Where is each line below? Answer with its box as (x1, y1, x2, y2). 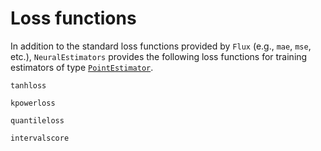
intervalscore (10, 133, 70, 143)
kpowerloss (10, 98, 56, 108)
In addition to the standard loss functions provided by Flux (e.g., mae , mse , (10, 40, 312, 52)
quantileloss (10, 115, 65, 126)
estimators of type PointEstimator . (10, 61, 154, 73)
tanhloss (10, 80, 47, 91)
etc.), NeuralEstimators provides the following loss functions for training (10, 50, 308, 62)
